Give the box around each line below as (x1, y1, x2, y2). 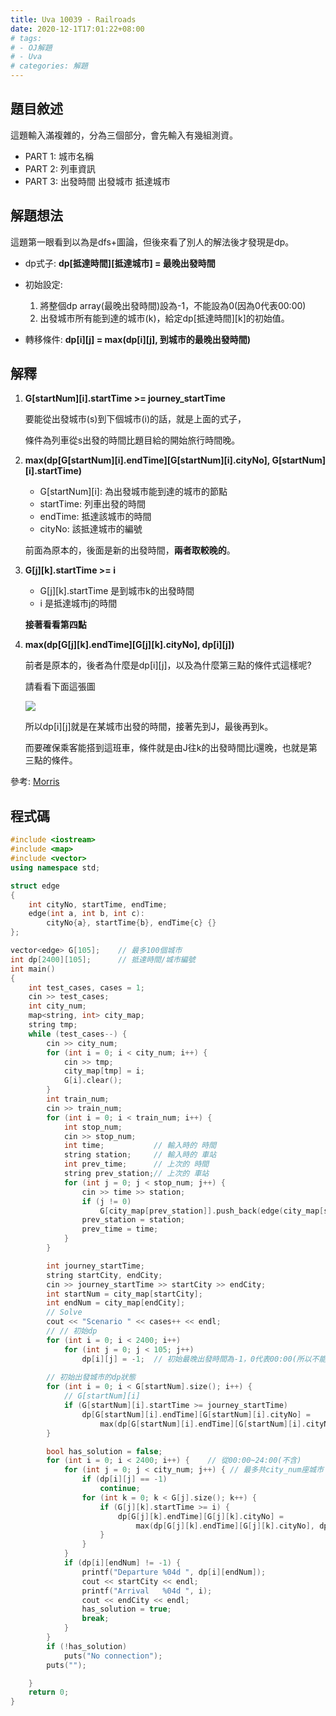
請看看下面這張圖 (24, 681, 96, 693)
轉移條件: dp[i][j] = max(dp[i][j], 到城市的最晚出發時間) (24, 333, 252, 345)
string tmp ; (28, 1020, 78, 1030)
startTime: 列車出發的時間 (39, 498, 146, 510)
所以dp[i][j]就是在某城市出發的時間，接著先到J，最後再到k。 (24, 721, 274, 733)
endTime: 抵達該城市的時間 (39, 511, 152, 523)
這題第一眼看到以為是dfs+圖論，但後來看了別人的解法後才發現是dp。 (10, 236, 295, 248)
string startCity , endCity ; (46, 1270, 163, 1280)
